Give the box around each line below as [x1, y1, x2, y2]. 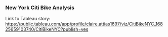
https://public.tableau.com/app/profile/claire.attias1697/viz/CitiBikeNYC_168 [5, 21, 163, 27]
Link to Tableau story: [5, 16, 51, 22]
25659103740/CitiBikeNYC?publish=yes [5, 26, 89, 32]
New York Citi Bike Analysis [5, 4, 75, 11]
